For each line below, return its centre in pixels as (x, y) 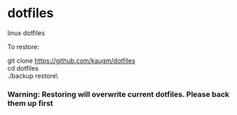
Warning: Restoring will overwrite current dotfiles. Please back (118, 94)
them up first (30, 103)
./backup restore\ (33, 76)
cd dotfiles (23, 68)
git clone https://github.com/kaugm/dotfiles (71, 60)
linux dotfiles (26, 33)
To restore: (23, 46)
